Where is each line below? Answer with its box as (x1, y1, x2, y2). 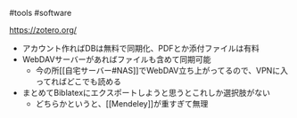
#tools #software (9, 8, 72, 18)
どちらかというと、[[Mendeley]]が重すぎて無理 (35, 98, 209, 109)
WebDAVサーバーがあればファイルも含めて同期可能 (21, 54, 211, 65)
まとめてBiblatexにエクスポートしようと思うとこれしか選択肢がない (21, 88, 270, 98)
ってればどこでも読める (35, 76, 122, 87)
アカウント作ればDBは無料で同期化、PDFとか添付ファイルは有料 (21, 43, 260, 53)
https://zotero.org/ (9, 25, 78, 35)
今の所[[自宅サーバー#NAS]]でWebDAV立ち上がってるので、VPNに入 (35, 66, 288, 75)
